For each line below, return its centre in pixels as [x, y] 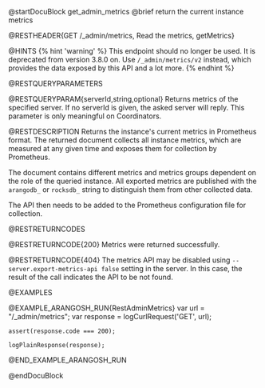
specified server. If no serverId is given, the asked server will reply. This [127, 108]
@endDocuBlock [36, 376]
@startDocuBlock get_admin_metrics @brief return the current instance [126, 12]
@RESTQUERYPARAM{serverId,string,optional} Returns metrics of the [123, 99]
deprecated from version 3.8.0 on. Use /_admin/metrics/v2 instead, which [130, 60]
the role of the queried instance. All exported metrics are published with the [132, 181]
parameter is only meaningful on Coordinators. [85, 116]
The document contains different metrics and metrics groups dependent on [132, 172]
